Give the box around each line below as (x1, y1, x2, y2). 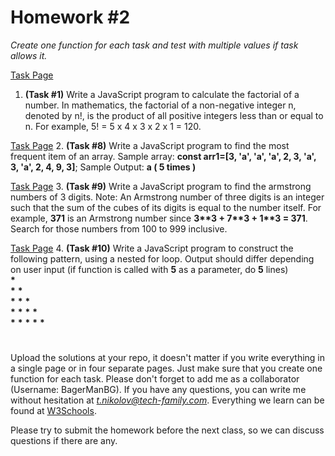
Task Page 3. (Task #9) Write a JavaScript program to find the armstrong (10, 180, 312, 192)
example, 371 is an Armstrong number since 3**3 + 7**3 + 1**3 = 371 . (10, 212, 308, 224)
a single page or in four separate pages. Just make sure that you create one (10, 362, 323, 375)
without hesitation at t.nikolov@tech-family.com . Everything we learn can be (10, 394, 325, 406)
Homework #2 (10, 6, 131, 29)
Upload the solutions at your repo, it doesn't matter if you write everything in (10, 352, 326, 364)
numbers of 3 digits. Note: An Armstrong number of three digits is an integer (10, 191, 325, 203)
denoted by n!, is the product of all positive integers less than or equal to (24, 109, 324, 121)
